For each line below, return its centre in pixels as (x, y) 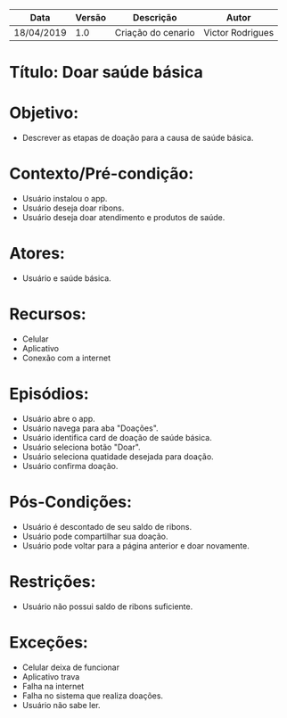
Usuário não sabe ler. (61, 705)
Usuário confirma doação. (70, 466)
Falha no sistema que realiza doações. (92, 696)
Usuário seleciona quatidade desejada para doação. (118, 456)
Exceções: (49, 642)
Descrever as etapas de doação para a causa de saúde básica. (138, 138)
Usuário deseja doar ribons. (73, 208)
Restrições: (53, 582)
